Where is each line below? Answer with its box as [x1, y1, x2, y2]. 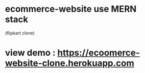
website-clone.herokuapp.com [5, 58, 135, 69]
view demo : [5, 48, 56, 58]
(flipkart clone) [5, 30, 35, 36]
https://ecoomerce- [57, 48, 140, 58]
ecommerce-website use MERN [5, 3, 137, 15]
